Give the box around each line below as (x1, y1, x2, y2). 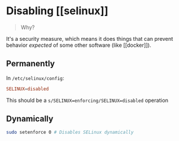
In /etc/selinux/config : (6, 74, 65, 81)
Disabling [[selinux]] (6, 4, 108, 18)
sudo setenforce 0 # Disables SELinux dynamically (6, 129, 134, 136)
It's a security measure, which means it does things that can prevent (6, 35, 174, 42)
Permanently (6, 59, 55, 69)
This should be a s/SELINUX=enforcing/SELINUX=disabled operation (6, 97, 169, 104)
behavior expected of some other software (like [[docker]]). (6, 41, 152, 49)
